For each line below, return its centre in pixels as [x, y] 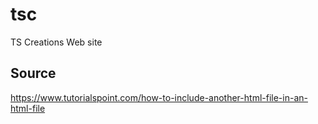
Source [33, 73]
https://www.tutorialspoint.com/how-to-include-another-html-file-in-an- [159, 97]
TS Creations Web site [56, 42]
